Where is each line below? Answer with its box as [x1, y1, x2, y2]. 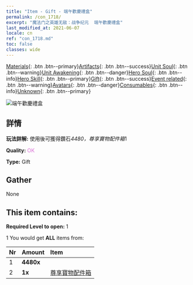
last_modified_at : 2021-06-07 [6, 25, 80, 31]
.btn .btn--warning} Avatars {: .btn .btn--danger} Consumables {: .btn [6, 81, 168, 88]
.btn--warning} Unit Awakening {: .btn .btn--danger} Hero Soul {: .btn [6, 68, 167, 76]
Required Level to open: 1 [6, 223, 68, 230]
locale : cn [6, 30, 33, 36]
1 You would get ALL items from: [6, 235, 84, 242]
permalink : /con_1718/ [6, 14, 61, 20]
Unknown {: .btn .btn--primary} [17, 87, 91, 94]
